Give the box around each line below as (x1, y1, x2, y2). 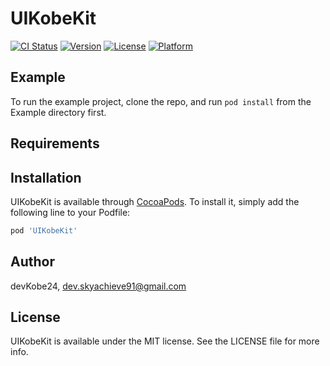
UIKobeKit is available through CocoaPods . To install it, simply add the (10, 195, 300, 207)
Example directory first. (10, 106, 107, 118)
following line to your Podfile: (10, 206, 131, 218)
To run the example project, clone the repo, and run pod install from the (10, 95, 312, 107)
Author (10, 253, 55, 271)
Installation (10, 169, 82, 186)
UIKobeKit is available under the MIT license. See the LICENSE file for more (10, 335, 320, 347)
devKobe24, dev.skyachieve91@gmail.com (10, 280, 187, 292)
